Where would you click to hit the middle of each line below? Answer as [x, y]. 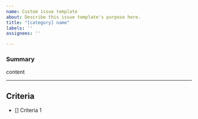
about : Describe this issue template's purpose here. [74, 17]
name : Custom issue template [42, 11]
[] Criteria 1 [28, 110]
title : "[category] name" [38, 22]
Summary [21, 59]
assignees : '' [24, 34]
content [16, 72]
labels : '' [19, 28]
